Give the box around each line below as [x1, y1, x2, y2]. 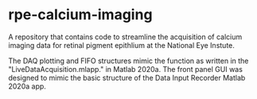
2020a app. [8, 81, 46, 91]
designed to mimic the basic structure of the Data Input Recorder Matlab [8, 73, 246, 82]
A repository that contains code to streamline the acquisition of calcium [8, 32, 243, 42]
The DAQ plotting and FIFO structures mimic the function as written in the [8, 56, 249, 65]
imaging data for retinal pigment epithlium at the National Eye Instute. [8, 40, 235, 49]
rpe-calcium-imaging [8, 6, 153, 24]
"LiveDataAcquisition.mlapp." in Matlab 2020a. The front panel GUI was [8, 64, 243, 73]
